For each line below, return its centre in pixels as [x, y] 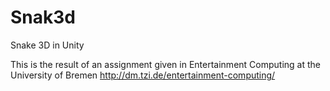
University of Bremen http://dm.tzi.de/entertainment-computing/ [143, 75]
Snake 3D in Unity [47, 45]
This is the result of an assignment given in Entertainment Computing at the [165, 64]
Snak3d [43, 17]
